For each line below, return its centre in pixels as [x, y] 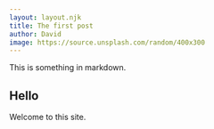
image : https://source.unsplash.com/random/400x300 [107, 42]
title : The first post [51, 26]
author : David [36, 34]
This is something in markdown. [68, 68]
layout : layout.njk [45, 17]
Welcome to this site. [48, 117]
